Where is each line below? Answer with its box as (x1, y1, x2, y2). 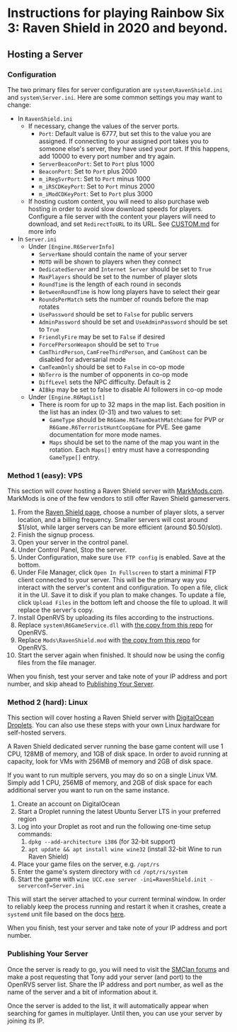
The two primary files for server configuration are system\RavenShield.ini (7, 85, 223, 93)
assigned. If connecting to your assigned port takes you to (38, 137, 209, 145)
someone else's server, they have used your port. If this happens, (38, 144, 230, 153)
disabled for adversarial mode (38, 355, 126, 363)
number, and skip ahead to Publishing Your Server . (7, 680, 155, 688)
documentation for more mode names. (49, 430, 161, 438)
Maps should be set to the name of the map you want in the (49, 438, 220, 446)
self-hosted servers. (7, 728, 67, 737)
